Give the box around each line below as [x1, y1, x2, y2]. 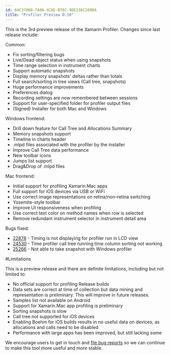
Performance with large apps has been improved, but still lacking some [12, 330, 162, 336]
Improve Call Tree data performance [12, 147, 89, 153]
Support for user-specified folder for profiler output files [12, 100, 131, 106]
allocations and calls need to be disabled [12, 324, 99, 330]
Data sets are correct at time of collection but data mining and [12, 286, 143, 292]
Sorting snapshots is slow [12, 308, 67, 314]
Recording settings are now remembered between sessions [12, 95, 138, 101]
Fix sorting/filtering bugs [12, 51, 65, 58]
